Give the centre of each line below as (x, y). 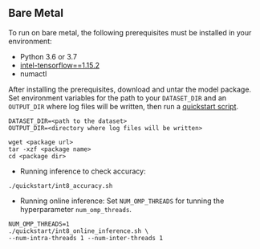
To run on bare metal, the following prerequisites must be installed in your (130, 32)
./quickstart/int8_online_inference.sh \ (79, 231)
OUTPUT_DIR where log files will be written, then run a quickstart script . (124, 106)
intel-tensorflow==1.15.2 (60, 65)
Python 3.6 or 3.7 (49, 56)
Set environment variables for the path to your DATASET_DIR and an (118, 98)
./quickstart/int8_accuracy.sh (61, 186)
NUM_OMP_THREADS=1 (39, 224)
